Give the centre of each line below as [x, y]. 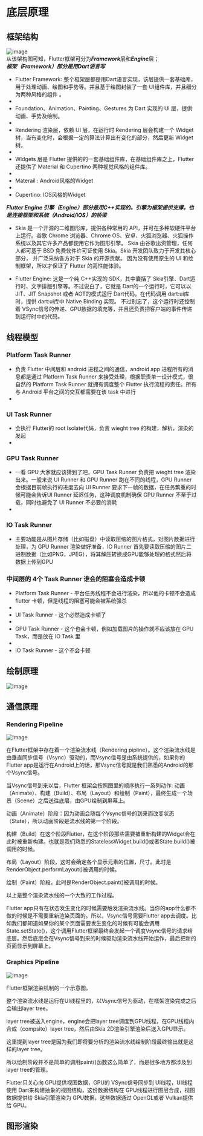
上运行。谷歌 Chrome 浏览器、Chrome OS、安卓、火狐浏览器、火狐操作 [105, 236]
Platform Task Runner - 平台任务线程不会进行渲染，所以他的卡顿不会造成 [105, 593]
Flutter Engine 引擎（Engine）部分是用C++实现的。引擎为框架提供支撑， [98, 207]
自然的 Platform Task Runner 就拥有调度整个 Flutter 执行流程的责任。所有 [106, 384]
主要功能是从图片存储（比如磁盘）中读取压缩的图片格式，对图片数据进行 [105, 539]
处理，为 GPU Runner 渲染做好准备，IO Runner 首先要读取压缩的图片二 [103, 546]
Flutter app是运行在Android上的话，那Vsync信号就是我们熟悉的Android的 [97, 765]
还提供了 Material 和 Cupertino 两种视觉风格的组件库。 [83, 167]
